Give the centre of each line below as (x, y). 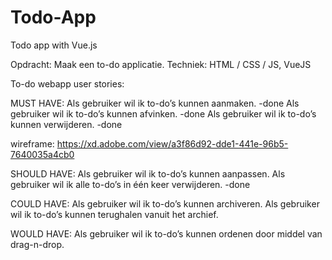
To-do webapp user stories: (67, 83)
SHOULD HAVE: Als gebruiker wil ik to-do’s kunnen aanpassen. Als (148, 173)
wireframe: (32, 143)
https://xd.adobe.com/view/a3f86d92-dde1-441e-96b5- (172, 143)
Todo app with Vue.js (54, 45)
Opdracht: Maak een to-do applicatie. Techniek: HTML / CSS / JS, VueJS (161, 64)
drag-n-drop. (37, 244)
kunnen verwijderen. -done (66, 124)
